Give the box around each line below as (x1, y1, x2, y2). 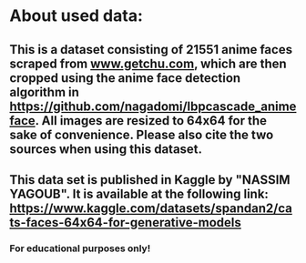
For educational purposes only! (9, 242, 151, 255)
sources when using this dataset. (9, 141, 203, 157)
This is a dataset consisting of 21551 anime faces (9, 42, 293, 57)
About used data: (9, 5, 144, 26)
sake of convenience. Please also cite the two (9, 126, 274, 142)
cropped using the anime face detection (9, 70, 241, 86)
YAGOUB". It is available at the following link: (9, 186, 269, 201)
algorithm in (9, 84, 80, 100)
